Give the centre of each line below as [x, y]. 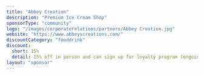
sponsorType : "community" [39, 23]
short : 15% [25, 51]
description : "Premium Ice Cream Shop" [57, 18]
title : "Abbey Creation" [38, 12]
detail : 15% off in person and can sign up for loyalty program [95, 57]
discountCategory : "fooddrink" [46, 40]
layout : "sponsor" [29, 62]
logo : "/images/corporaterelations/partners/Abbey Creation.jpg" [90, 29]
